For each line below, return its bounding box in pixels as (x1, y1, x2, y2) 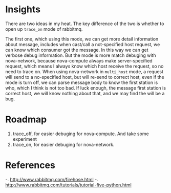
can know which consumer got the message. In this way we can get (5, 47, 148, 53)
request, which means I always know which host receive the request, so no (5, 63, 164, 69)
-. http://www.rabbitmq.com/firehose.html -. (5, 176, 98, 182)
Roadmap (5, 114, 47, 125)
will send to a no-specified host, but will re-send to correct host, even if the (5, 74, 165, 80)
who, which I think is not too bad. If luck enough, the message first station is (5, 84, 166, 91)
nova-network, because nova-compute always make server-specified (5, 57, 153, 63)
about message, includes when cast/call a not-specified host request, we (5, 41, 160, 47)
